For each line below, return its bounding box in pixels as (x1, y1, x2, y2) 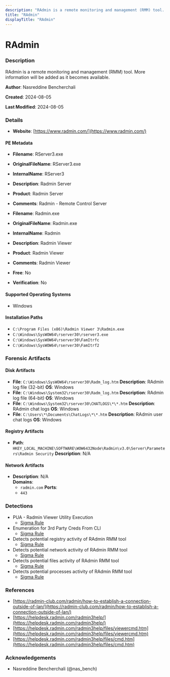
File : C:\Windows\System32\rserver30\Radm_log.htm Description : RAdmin (12, 389, 164, 395)
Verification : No (12, 280, 47, 286)
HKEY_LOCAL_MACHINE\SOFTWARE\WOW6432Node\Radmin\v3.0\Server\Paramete (12, 446, 165, 452)
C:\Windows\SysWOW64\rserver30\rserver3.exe (12, 332, 109, 337)
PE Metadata (5, 140, 33, 146)
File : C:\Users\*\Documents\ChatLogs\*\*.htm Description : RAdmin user (12, 411, 163, 417)
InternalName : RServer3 (12, 171, 64, 177)
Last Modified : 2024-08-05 (5, 104, 64, 110)
